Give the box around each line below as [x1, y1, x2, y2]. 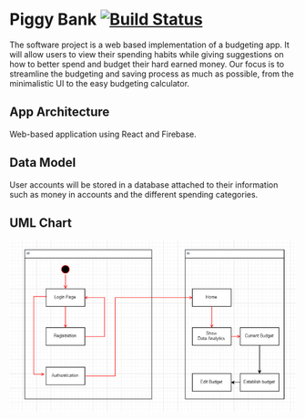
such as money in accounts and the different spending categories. [9, 189, 259, 199]
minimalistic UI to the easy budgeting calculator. [9, 77, 189, 88]
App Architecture [9, 105, 110, 120]
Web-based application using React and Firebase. [9, 128, 198, 139]
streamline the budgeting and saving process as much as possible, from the [9, 68, 294, 79]
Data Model [9, 155, 76, 170]
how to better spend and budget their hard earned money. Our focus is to [9, 58, 285, 69]
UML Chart [9, 215, 73, 230]
